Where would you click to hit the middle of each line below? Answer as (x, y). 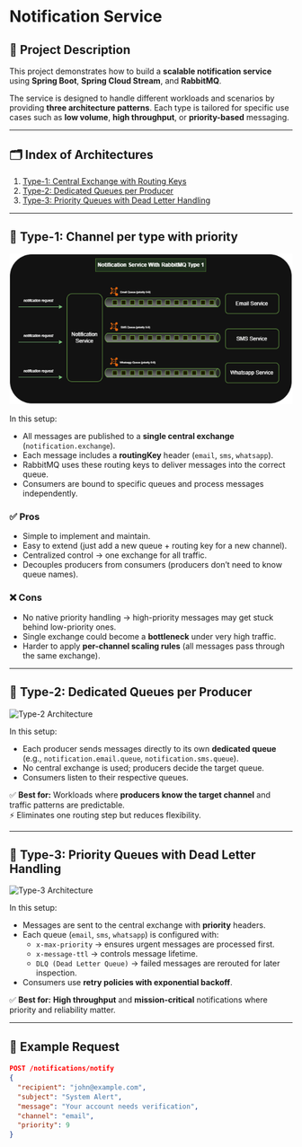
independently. (50, 494)
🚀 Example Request (64, 1047)
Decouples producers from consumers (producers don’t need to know (152, 565)
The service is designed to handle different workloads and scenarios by (142, 98)
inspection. (57, 973)
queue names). (50, 574)
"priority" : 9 (44, 1125)
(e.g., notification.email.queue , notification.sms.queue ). (130, 758)
